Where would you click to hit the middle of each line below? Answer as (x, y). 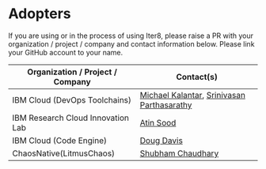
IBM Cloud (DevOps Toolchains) (72, 100)
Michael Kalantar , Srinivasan (192, 95)
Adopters (40, 14)
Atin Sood (158, 122)
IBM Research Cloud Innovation (70, 118)
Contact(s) (197, 77)
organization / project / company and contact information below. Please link (131, 43)
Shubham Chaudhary (179, 153)
